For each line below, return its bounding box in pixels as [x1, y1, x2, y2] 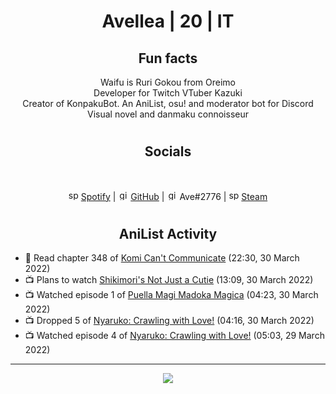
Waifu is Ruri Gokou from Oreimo [99, 76, 237, 88]
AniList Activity [118, 225, 218, 242]
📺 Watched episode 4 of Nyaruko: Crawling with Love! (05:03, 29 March [24, 330, 325, 342]
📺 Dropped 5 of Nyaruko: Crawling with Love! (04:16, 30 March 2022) [24, 315, 315, 327]
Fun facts [138, 50, 198, 67]
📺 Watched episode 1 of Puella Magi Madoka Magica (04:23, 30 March [24, 289, 319, 301]
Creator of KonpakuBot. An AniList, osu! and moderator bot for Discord [22, 98, 314, 109]
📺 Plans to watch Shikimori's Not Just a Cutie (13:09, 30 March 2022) [24, 274, 314, 286]
